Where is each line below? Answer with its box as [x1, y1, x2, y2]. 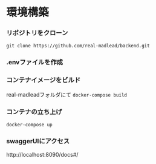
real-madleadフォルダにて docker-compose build [6, 91, 127, 98]
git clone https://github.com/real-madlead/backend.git [6, 43, 150, 49]
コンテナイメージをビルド [6, 76, 80, 84]
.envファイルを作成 [6, 58, 63, 67]
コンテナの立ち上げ [6, 108, 62, 116]
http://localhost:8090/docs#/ [6, 151, 79, 159]
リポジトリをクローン [6, 29, 68, 37]
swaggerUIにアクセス [6, 137, 70, 145]
